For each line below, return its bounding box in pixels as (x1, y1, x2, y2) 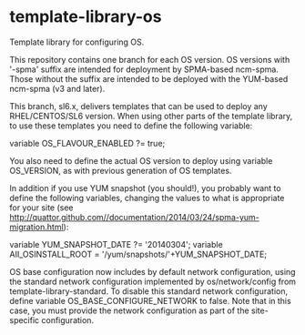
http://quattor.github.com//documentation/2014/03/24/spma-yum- (9, 211, 259, 222)
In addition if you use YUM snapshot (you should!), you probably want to (9, 182, 281, 193)
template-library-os (9, 6, 162, 27)
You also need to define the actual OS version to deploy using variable (9, 155, 273, 166)
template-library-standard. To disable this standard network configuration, (9, 285, 289, 297)
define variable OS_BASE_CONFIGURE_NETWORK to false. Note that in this (9, 295, 291, 306)
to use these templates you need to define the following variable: (9, 120, 253, 131)
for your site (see (9, 202, 74, 213)
